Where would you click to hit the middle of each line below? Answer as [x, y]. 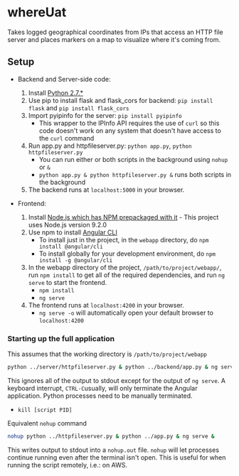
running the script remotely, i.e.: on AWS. [68, 465]
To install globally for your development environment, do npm [127, 254]
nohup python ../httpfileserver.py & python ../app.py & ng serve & [111, 436]
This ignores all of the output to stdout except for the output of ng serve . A [117, 380]
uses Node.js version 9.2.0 [67, 225]
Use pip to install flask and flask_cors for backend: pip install [121, 100]
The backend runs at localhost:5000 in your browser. [106, 190]
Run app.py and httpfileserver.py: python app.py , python [110, 146]
